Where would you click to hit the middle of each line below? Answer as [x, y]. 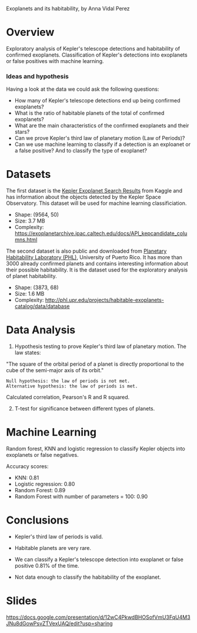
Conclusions [38, 520]
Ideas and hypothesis [38, 76]
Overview [30, 32]
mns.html [26, 240]
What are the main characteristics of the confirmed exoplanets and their [102, 125]
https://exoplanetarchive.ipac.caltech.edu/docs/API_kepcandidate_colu [101, 233]
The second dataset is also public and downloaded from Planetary [86, 251]
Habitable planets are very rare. [53, 548]
